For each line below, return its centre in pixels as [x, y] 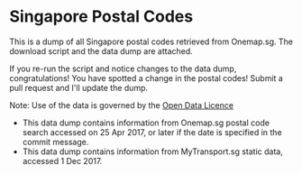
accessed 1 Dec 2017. [62, 160]
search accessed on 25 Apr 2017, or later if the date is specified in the [152, 132]
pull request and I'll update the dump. [79, 87]
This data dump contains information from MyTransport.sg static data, [153, 151]
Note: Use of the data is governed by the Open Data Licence [122, 105]
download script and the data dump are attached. [101, 50]
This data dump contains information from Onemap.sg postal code [146, 123]
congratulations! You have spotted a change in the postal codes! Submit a [146, 78]
